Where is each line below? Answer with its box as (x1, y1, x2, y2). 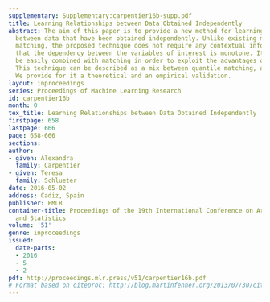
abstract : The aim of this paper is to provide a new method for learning (8, 27, 264, 35)
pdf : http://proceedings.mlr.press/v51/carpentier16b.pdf (8, 274, 207, 282)
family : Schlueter (15, 176, 78, 185)
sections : (8, 139, 42, 147)
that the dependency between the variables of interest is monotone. (15, 49, 253, 57)
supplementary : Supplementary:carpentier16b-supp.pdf (8, 11, 193, 20)
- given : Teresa (8, 169, 63, 177)
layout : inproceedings (8, 79, 84, 87)
